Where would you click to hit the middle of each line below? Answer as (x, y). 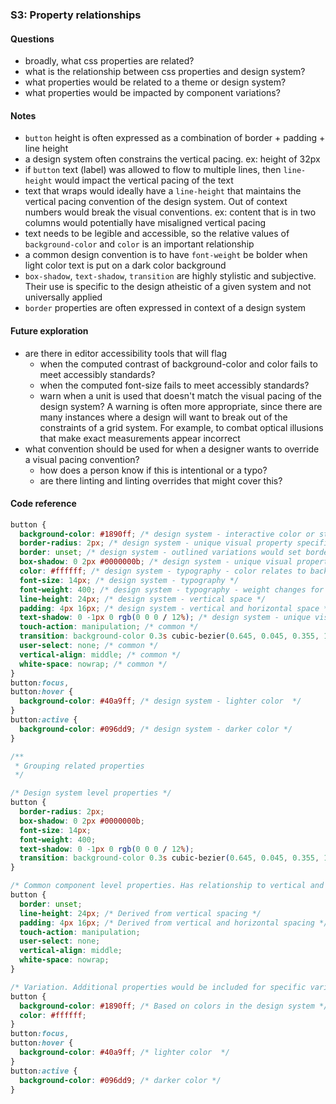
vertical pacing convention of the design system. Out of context (156, 202)
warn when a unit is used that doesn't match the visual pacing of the (180, 395)
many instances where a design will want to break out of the (163, 417)
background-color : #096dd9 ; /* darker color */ (120, 1080)
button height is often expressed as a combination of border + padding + (175, 138)
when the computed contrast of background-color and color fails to (178, 364)
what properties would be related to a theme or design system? (155, 82)
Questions (32, 39)
